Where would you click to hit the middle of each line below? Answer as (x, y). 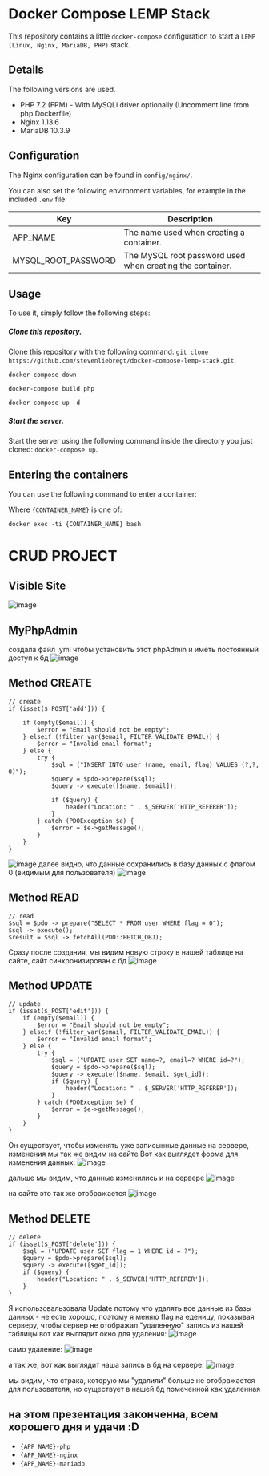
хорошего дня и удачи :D (74, 1427)
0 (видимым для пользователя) (62, 872)
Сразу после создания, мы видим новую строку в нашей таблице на (126, 952)
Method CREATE (50, 683)
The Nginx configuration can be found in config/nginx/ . (100, 175)
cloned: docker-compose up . (53, 449)
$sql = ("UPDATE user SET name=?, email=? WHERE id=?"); (148, 1060)
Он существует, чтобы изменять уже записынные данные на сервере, (129, 1146)
